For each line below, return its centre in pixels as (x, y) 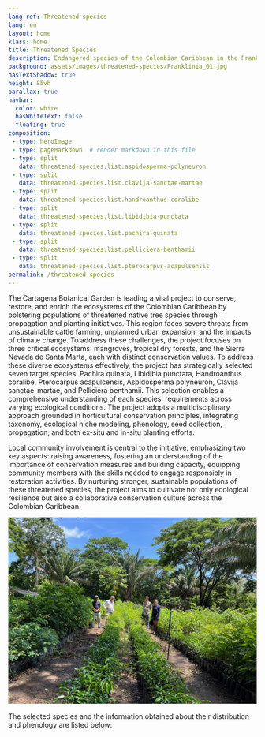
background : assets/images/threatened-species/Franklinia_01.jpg (118, 67)
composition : (30, 133)
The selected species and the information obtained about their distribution (129, 716)
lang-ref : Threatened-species (58, 17)
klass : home (28, 42)
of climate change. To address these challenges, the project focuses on (125, 340)
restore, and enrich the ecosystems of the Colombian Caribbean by (118, 306)
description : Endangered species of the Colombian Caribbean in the (123, 58)
